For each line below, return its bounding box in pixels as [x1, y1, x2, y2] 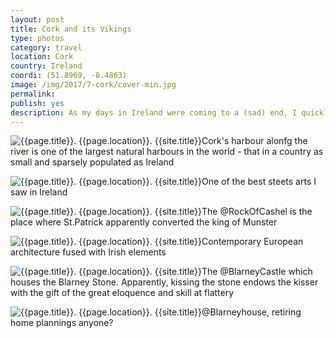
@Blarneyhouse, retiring [201, 306, 302, 318]
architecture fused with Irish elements [10, 246, 167, 258]
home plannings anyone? [10, 317, 114, 329]
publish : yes [10, 98, 65, 108]
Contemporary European [201, 236, 304, 248]
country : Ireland [10, 61, 83, 71]
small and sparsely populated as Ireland [10, 156, 175, 168]
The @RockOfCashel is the [201, 206, 313, 218]
